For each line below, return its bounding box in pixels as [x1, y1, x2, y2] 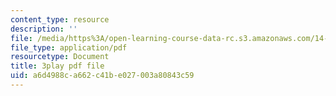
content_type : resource [10, 14, 110, 25]
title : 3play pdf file [10, 61, 105, 71]
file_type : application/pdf [10, 42, 128, 53]
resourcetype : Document [10, 52, 110, 62]
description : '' [10, 24, 78, 34]
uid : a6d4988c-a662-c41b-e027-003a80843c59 [10, 71, 195, 81]
